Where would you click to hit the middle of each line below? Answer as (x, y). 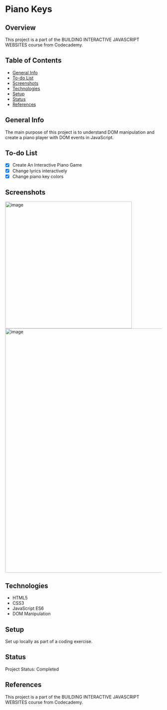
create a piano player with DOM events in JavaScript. (60, 137)
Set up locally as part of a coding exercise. (49, 642)
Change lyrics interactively (40, 171)
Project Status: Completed (32, 669)
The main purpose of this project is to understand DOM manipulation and (80, 132)
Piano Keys (29, 9)
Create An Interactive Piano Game (47, 165)
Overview (21, 28)
